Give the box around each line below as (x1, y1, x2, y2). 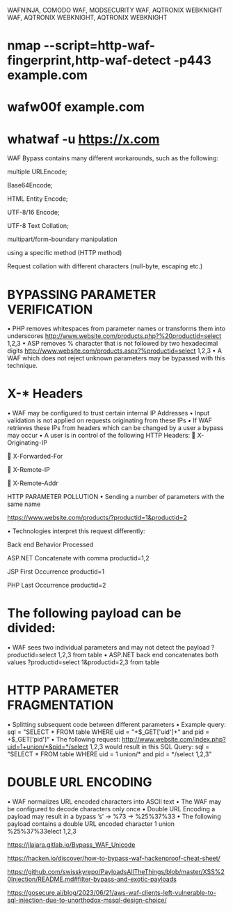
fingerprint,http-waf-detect (7, 52, 171, 68)
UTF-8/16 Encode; (7, 208, 61, 217)
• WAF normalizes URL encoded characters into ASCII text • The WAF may (7, 797, 221, 806)
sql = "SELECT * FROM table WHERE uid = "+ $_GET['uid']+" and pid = (7, 728, 210, 736)
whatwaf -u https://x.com (7, 131, 160, 147)
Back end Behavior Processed (7, 540, 94, 549)
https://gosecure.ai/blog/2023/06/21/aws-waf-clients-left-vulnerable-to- (7, 889, 217, 896)
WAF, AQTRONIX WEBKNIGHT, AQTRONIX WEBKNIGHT (7, 13, 168, 22)
